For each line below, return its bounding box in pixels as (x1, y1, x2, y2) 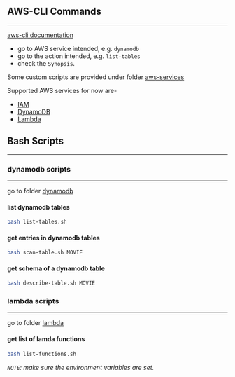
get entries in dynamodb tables (7, 233, 100, 242)
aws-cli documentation (7, 31, 73, 39)
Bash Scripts (7, 135, 64, 147)
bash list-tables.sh (7, 219, 68, 226)
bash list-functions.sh (7, 350, 77, 357)
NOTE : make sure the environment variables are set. (7, 363, 155, 371)
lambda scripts (7, 296, 59, 306)
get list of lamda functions (7, 335, 85, 343)
